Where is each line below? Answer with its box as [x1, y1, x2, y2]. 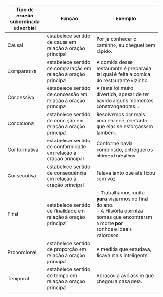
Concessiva [7, 94, 34, 101]
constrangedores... [96, 103, 140, 110]
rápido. [96, 48, 113, 54]
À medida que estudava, [96, 246, 152, 252]
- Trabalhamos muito [96, 190, 145, 196]
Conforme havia [96, 140, 133, 147]
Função [60, 16, 79, 22]
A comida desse [96, 59, 133, 65]
